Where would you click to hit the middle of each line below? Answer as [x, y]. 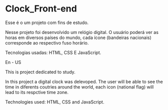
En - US [13, 62]
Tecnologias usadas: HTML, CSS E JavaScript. [53, 52]
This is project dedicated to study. [40, 72]
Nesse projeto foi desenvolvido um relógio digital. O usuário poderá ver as [82, 32]
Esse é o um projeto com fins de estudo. [47, 22]
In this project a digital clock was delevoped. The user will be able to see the [84, 81]
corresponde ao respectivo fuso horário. [47, 42]
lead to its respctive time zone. [37, 92]
